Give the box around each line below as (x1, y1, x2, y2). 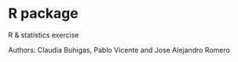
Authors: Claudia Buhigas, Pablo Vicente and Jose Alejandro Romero (8, 45, 230, 54)
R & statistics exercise (8, 30, 79, 40)
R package (8, 5, 79, 22)
